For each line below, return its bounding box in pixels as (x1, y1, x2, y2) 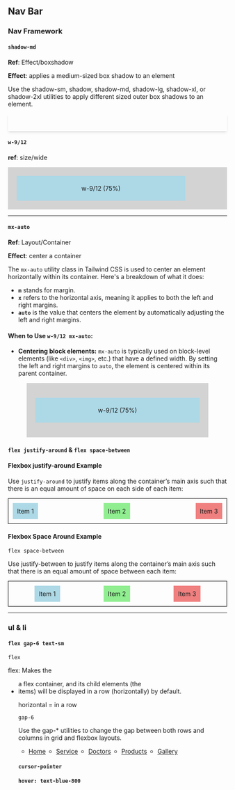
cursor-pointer (17, 763, 63, 770)
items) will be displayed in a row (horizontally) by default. (17, 687, 182, 695)
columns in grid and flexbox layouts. (17, 734, 122, 742)
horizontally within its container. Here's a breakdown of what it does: (8, 272, 204, 281)
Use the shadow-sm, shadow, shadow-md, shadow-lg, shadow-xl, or (8, 85, 206, 93)
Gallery (156, 748, 178, 756)
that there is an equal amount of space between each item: (8, 567, 177, 576)
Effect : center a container (8, 251, 82, 260)
